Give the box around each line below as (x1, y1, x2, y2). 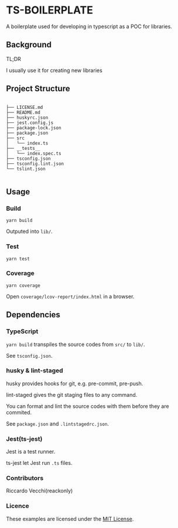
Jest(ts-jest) (6, 434, 43, 443)
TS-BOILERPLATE (6, 4, 94, 17)
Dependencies (6, 310, 60, 320)
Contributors (6, 474, 44, 482)
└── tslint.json (6, 166, 46, 172)
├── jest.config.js (6, 119, 54, 126)
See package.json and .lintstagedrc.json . (6, 420, 109, 427)
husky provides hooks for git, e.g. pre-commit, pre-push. (6, 380, 143, 387)
